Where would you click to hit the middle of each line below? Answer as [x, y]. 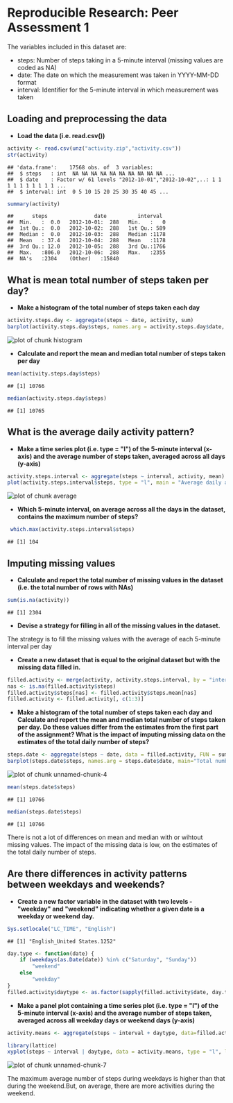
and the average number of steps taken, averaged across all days [129, 456]
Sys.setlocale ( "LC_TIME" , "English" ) [62, 929]
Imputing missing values [61, 563]
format [27, 82]
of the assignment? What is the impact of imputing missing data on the [121, 734]
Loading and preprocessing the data [87, 119]
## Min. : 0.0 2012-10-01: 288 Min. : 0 [87, 222]
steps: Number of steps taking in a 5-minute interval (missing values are [120, 60]
